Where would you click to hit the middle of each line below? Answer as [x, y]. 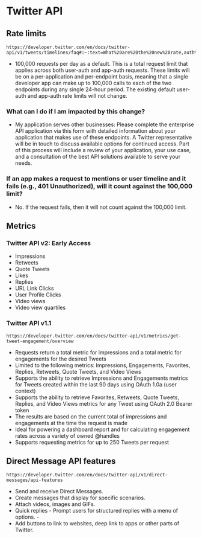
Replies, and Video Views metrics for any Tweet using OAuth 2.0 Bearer [104, 403]
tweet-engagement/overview [40, 341]
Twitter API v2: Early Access [49, 243]
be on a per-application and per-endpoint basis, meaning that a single [101, 76]
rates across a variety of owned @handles [67, 435]
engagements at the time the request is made [71, 423]
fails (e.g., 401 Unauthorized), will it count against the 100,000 [99, 187]
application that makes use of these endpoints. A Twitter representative [103, 138]
